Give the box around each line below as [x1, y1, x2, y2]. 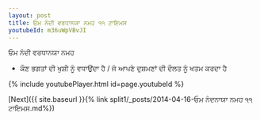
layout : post [8, 11, 52, 20]
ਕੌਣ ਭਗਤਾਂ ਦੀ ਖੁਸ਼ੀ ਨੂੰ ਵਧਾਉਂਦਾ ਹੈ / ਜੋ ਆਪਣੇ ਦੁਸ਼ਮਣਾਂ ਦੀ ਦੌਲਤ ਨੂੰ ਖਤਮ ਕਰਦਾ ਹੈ [19, 64, 227, 73]
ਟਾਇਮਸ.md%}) [8, 103, 55, 113]
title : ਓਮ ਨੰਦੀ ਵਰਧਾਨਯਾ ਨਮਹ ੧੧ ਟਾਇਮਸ [8, 19, 127, 27]
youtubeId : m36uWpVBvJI [8, 26, 87, 34]
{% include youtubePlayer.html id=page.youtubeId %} [8, 80, 185, 89]
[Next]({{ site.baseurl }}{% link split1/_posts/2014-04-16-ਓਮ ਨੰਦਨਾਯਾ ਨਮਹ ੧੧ [8, 95, 253, 104]
